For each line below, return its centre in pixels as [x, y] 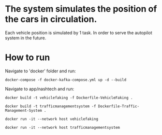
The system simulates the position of [81, 9]
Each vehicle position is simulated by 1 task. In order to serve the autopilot [79, 33]
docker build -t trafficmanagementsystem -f [51, 106]
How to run [28, 58]
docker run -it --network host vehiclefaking [52, 119]
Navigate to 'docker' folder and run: [41, 71]
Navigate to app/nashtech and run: [40, 89]
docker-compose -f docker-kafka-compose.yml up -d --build [66, 80]
